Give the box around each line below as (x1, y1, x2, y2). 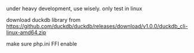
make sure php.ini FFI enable (6, 41, 78, 47)
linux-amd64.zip (6, 29, 47, 36)
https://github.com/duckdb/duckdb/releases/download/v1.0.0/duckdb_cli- (6, 23, 188, 29)
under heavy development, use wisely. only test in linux (6, 5, 143, 12)
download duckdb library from (6, 16, 81, 23)
